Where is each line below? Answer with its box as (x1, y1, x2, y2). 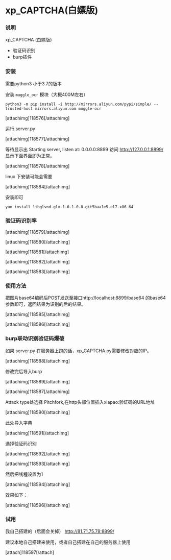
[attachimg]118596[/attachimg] (5, 502, 70, 508)
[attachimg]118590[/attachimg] (5, 409, 70, 415)
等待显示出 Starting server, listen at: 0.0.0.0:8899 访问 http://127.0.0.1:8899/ (5, 146, 164, 152)
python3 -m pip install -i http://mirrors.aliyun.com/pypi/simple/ (5, 102, 152, 107)
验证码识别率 (5, 217, 37, 224)
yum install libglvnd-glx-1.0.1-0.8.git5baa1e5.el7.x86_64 (5, 204, 134, 209)
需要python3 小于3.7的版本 (5, 80, 62, 87)
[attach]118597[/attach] (5, 549, 55, 555)
